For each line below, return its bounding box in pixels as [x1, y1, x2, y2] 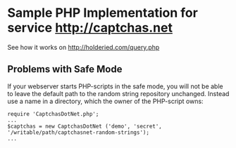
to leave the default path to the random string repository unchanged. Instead [7, 89, 230, 97]
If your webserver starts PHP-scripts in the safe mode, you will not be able [7, 82, 223, 90]
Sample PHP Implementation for [7, 5, 199, 21]
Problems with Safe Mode [7, 63, 123, 75]
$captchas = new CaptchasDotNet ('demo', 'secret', [7, 123, 162, 130]
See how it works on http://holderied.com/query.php [7, 43, 160, 51]
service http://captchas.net [7, 20, 173, 36]
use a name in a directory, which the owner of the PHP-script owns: [7, 97, 204, 105]
